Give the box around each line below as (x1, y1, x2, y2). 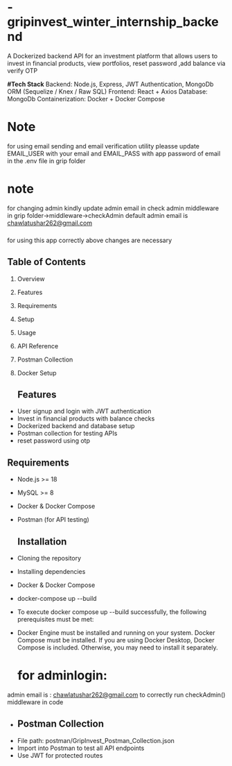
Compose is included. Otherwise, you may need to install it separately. (17, 643, 218, 652)
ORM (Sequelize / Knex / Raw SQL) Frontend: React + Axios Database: (7, 87, 208, 96)
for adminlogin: (17, 667, 107, 683)
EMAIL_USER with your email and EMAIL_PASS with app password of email (7, 149, 221, 158)
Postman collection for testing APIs (17, 429, 118, 438)
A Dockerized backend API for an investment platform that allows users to (7, 51, 218, 60)
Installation (17, 536, 67, 547)
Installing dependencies (17, 567, 86, 575)
